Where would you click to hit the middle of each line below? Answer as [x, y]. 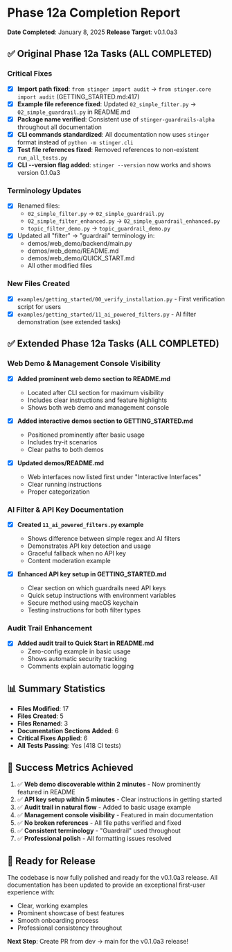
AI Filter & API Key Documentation [65, 510]
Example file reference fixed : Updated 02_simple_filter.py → [107, 104]
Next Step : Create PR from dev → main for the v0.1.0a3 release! [98, 941]
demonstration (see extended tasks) [69, 321]
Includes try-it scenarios [62, 442]
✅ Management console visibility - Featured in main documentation [115, 815]
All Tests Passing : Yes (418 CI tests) [69, 746]
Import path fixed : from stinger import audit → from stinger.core [114, 89]
